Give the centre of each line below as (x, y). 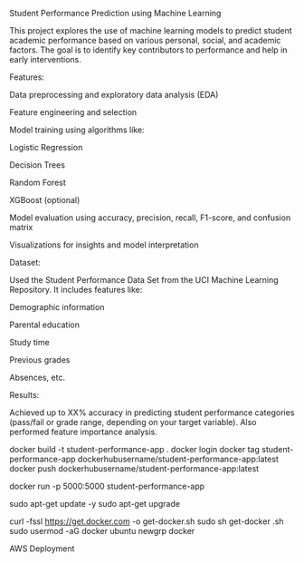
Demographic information (57, 307)
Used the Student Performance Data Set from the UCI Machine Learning (144, 280)
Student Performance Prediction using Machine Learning (115, 13)
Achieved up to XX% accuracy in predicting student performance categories (152, 413)
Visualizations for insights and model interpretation (104, 245)
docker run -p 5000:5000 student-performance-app (107, 486)
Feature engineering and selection (73, 112)
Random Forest (38, 182)
